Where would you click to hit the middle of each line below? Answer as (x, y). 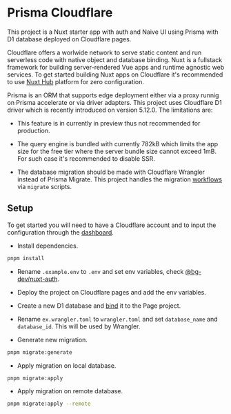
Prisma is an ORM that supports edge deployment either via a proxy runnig (113, 95)
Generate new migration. (52, 339)
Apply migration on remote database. (70, 391)
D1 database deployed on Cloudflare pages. (69, 39)
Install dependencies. (48, 246)
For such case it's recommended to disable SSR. (86, 158)
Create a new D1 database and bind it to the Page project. (99, 306)
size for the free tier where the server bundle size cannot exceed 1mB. (117, 151)
